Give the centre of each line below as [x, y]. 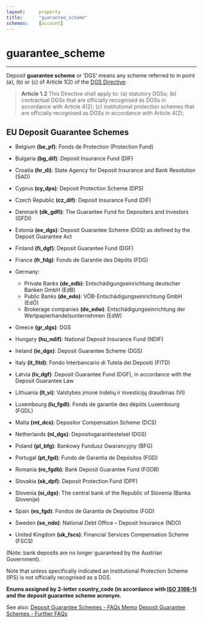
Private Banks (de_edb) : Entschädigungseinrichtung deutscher [102, 284]
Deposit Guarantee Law [44, 381]
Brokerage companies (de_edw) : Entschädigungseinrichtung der [105, 309]
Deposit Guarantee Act [43, 236]
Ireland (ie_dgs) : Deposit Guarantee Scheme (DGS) [79, 351]
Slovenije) [27, 499]
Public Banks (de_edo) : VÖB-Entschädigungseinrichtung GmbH [103, 296]
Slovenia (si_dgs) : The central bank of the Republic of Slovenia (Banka [103, 493]
